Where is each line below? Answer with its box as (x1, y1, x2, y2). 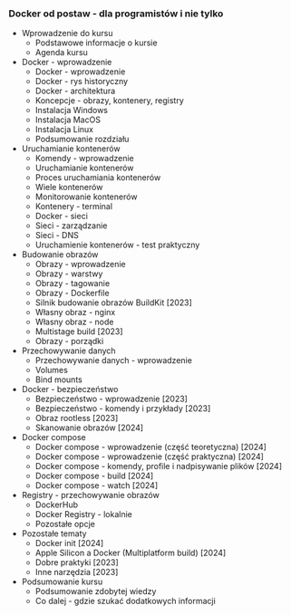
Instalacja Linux (34, 124, 94, 135)
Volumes (34, 365, 69, 376)
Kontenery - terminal (34, 201, 113, 212)
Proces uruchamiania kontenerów (34, 172, 161, 183)
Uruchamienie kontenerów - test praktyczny (34, 239, 200, 251)
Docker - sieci (34, 211, 88, 222)
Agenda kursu (34, 47, 88, 58)
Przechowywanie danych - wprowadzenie (34, 355, 192, 366)
